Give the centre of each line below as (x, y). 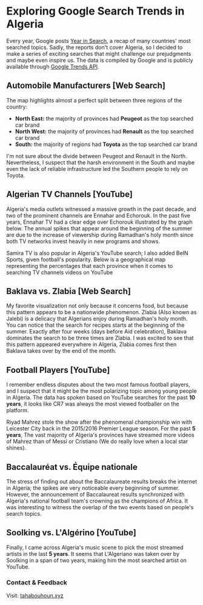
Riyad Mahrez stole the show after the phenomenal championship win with (99, 422)
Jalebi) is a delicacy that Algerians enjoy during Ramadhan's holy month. (97, 319)
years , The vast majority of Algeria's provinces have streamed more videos (101, 435)
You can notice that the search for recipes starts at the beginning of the (95, 325)
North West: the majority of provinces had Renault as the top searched (104, 131)
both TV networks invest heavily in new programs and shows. (83, 241)
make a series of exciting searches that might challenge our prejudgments (99, 53)
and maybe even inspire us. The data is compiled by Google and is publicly (100, 60)
